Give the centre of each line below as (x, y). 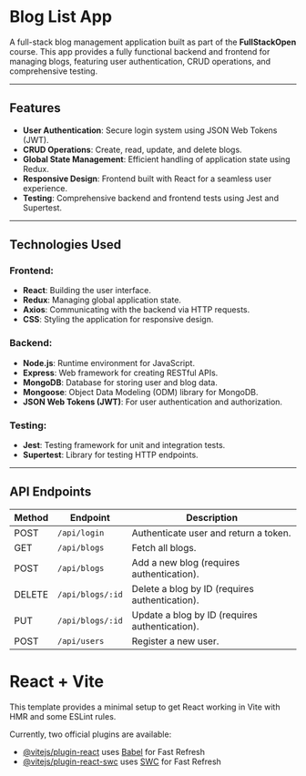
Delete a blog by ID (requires (193, 588)
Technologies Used (65, 245)
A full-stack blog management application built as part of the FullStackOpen (153, 42)
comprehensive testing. (54, 71)
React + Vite (57, 682)
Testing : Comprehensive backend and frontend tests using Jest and (151, 198)
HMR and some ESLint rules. (63, 716)
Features (35, 108)
